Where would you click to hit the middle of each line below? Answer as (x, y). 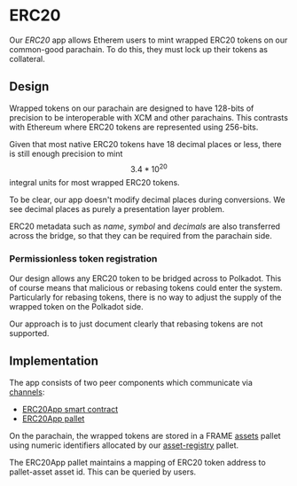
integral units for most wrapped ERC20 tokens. (94, 183)
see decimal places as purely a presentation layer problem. (117, 209)
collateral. (27, 59)
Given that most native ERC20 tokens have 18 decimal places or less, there (145, 144)
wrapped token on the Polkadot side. (76, 306)
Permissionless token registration (83, 259)
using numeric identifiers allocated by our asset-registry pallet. (124, 445)
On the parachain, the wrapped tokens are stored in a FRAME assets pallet (145, 435)
